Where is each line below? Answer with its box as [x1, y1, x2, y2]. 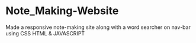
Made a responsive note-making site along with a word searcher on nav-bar [5, 24, 191, 31]
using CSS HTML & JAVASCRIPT [5, 29, 85, 37]
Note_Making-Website [5, 4, 119, 18]
